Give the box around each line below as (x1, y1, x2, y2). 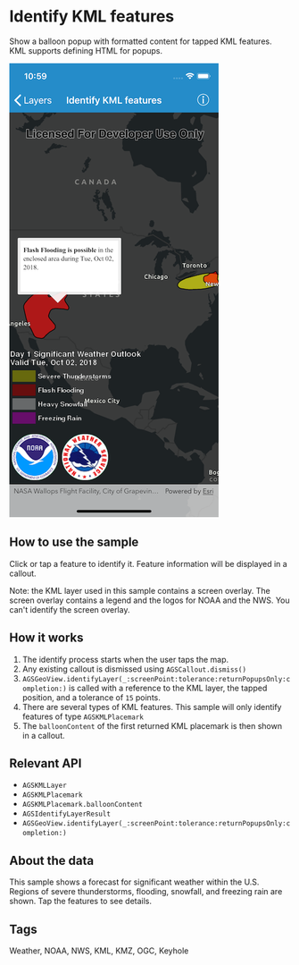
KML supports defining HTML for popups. (9, 45, 163, 55)
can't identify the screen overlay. (9, 604, 130, 614)
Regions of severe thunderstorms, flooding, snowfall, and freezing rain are (9, 886, 283, 897)
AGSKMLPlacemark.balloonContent (21, 800, 143, 809)
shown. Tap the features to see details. (9, 896, 153, 907)
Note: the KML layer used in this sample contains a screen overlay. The (9, 585, 270, 596)
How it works (9, 631, 84, 646)
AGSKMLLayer (21, 781, 67, 791)
